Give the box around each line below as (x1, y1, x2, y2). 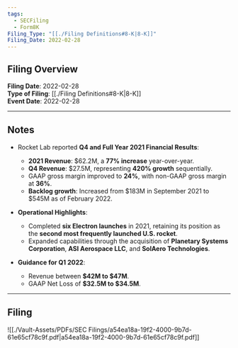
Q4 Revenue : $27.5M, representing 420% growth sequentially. (28, 164, 212, 172)
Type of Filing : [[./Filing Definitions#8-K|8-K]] (7, 89, 142, 98)
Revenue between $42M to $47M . (28, 271, 130, 280)
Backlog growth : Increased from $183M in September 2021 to (28, 186, 210, 195)
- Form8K (13, 23, 40, 30)
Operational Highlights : (17, 208, 88, 216)
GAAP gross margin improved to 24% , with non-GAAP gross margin (28, 172, 227, 180)
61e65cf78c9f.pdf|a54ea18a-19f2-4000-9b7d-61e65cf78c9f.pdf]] (7, 332, 200, 341)
